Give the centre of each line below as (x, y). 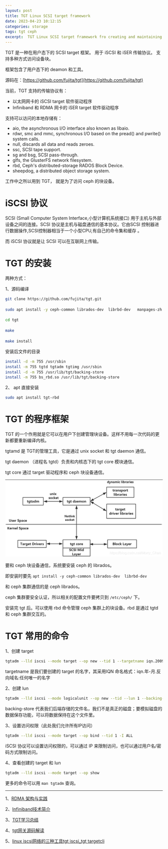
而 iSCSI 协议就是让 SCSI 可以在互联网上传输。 (53, 241)
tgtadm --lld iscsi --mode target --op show (52, 773)
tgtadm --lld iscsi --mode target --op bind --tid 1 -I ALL (69, 736)
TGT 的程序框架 (37, 419)
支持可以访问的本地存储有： (34, 118)
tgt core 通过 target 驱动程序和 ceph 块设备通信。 (56, 472)
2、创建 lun (17, 688)
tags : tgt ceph (21, 32)
